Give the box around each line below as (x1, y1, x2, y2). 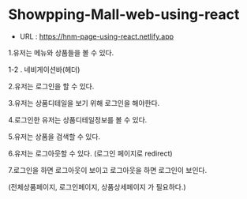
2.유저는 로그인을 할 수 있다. (8, 81, 95, 91)
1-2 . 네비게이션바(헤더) (8, 65, 80, 74)
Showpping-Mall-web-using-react (8, 6, 240, 24)
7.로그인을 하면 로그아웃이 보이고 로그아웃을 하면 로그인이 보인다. (8, 165, 208, 175)
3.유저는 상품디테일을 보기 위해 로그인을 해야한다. (8, 98, 160, 107)
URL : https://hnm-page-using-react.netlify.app (19, 32, 174, 41)
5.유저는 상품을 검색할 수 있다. (8, 132, 101, 141)
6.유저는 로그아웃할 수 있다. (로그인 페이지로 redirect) (8, 148, 173, 158)
